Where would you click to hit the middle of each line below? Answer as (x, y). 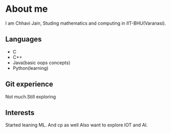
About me (27, 9)
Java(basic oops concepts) (41, 63)
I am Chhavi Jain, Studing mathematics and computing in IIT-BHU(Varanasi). (86, 23)
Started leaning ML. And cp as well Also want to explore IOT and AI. (77, 125)
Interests (20, 113)
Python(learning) (30, 68)
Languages (24, 39)
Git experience (29, 84)
